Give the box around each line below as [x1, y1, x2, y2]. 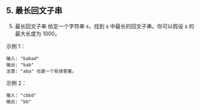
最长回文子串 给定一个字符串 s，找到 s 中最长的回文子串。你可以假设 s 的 [14, 23, 195, 30]
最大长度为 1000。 [14, 30, 60, 37]
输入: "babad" [6, 55, 40, 61]
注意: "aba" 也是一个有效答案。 [6, 68, 77, 74]
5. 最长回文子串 [6, 5, 63, 16]
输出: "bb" [6, 99, 32, 105]
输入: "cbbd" [6, 92, 37, 98]
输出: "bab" [6, 62, 34, 68]
